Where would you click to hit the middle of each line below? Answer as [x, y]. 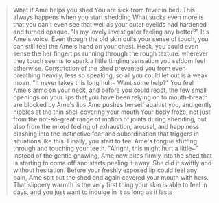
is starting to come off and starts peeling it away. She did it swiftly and [112, 163]
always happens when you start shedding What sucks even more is [108, 17]
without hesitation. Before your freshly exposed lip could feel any [105, 170]
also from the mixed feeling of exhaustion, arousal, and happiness [106, 127]
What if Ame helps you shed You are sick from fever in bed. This [104, 10]
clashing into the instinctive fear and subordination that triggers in [106, 134]
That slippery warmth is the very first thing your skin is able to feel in [110, 185]
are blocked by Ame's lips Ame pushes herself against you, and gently [112, 105]
